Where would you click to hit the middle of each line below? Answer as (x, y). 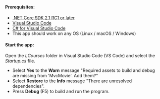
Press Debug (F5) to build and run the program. (61, 92)
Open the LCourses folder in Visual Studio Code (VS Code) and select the (80, 56)
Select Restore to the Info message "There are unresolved (72, 81)
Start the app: (20, 45)
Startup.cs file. (20, 61)
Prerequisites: (20, 7)
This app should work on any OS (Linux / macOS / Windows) (74, 33)
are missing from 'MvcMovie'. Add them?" (55, 76)
